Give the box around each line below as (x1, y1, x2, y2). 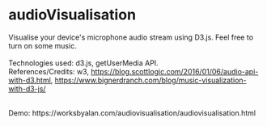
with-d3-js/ (8, 83, 46, 94)
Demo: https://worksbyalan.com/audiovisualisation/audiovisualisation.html (8, 107, 256, 118)
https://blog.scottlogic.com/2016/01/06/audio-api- (90, 66, 259, 76)
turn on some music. (8, 40, 77, 50)
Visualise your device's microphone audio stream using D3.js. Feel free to (8, 32, 253, 42)
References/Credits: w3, (8, 66, 89, 76)
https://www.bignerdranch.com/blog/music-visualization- (54, 75, 247, 85)
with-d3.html (8, 75, 51, 85)
